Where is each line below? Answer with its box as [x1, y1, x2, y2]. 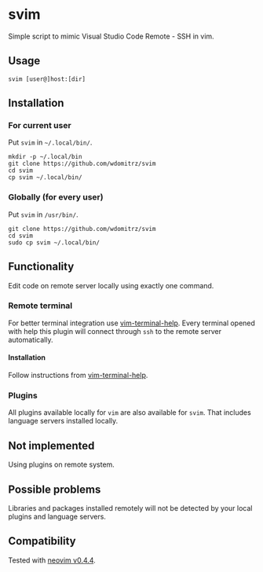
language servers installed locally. [8, 416, 119, 426]
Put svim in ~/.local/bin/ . [8, 137, 93, 147]
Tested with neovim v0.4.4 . [8, 555, 96, 565]
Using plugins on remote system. [8, 460, 115, 469]
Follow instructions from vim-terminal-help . [8, 371, 148, 380]
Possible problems [8, 482, 101, 496]
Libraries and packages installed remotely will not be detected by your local [8, 503, 253, 512]
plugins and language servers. [8, 511, 106, 521]
